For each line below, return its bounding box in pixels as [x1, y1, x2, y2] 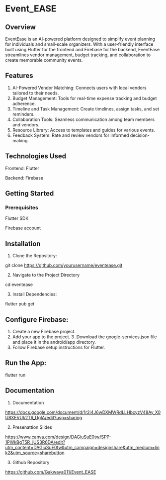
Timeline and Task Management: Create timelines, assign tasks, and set [12, 105, 160, 112]
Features [5, 72, 33, 80]
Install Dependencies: [12, 291, 57, 297]
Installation [5, 239, 41, 248]
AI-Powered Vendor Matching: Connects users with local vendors [12, 85, 147, 91]
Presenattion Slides [12, 424, 52, 430]
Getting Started [5, 190, 54, 198]
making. [12, 137, 29, 143]
